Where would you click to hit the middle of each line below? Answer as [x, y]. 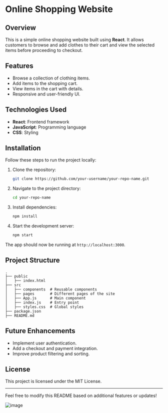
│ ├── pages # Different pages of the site [60, 293]
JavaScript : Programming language [49, 127]
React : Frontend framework [41, 121]
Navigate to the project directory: [46, 188]
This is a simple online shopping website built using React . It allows [74, 39]
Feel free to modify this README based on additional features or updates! [81, 395]
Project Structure [32, 260]
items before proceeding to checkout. [44, 50]
